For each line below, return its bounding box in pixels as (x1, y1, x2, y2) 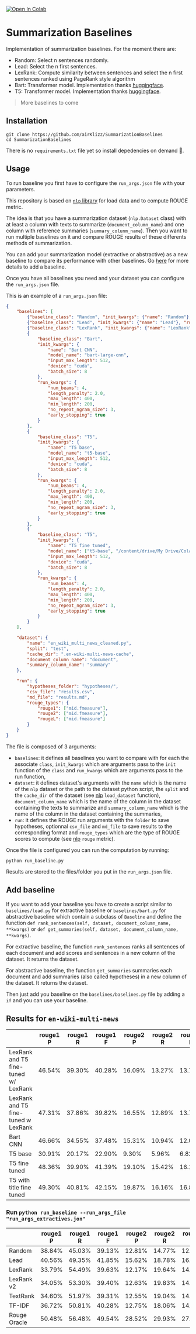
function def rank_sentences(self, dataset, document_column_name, (6, 919, 171, 926)
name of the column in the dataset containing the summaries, (14, 810, 162, 817)
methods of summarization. (6, 239, 72, 246)
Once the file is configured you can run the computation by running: (6, 846, 169, 854)
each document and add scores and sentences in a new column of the (6, 949, 176, 956)
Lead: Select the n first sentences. (14, 63, 97, 70)
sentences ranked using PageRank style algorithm (14, 75, 135, 82)
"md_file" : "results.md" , (27, 694, 90, 700)
